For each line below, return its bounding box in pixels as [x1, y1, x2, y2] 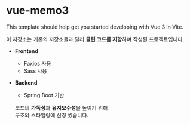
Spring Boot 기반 [23, 91, 65, 98]
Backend [14, 79, 38, 86]
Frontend [14, 47, 39, 54]
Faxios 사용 [23, 60, 51, 67]
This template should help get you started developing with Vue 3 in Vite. [6, 23, 184, 30]
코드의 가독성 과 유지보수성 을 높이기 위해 [14, 104, 108, 111]
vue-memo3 [6, 4, 69, 17]
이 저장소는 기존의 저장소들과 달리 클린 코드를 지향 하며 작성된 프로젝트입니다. [6, 35, 185, 42]
